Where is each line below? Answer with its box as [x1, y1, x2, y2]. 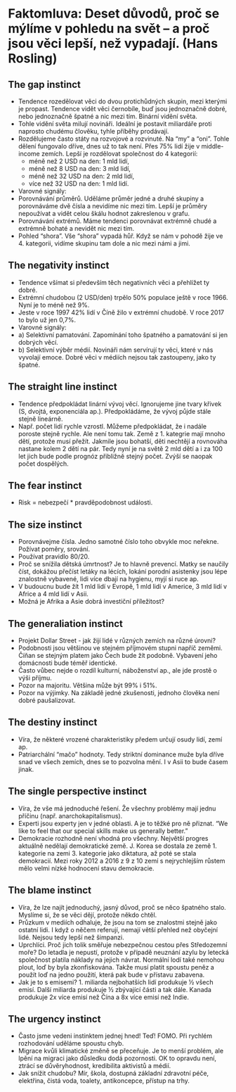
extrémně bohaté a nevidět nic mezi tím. [18, 224, 135, 232]
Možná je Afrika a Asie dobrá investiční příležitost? [18, 597, 164, 606]
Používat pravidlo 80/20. [18, 552, 90, 561]
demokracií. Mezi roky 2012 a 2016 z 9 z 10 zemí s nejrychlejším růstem [18, 856, 225, 865]
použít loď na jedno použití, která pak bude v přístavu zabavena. [18, 970, 205, 979]
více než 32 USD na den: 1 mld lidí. [28, 179, 129, 188]
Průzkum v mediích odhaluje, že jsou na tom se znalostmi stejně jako [18, 918, 217, 927]
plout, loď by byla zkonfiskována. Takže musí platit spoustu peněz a [18, 963, 215, 971]
